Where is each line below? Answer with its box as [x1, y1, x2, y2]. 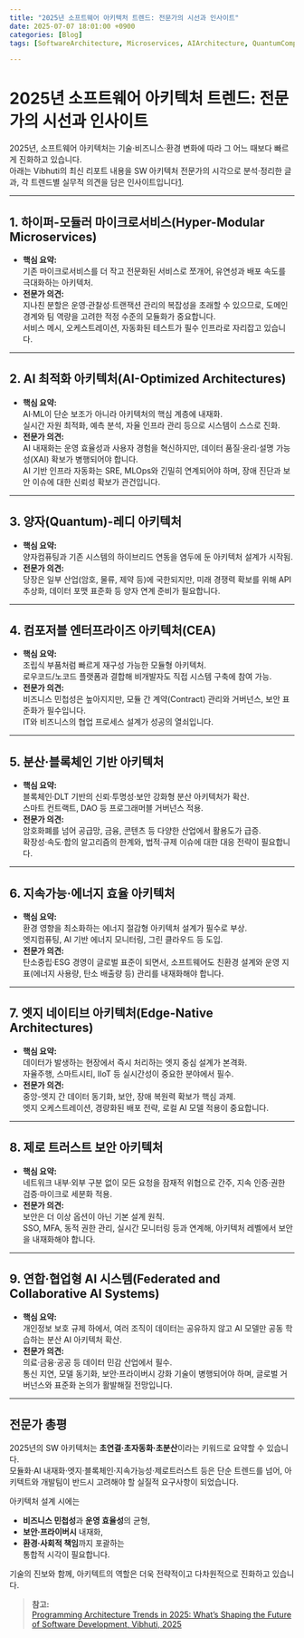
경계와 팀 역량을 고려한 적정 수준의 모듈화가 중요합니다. [22, 311, 216, 322]
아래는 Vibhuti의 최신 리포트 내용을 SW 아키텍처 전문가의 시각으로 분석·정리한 [9, 165, 282, 177]
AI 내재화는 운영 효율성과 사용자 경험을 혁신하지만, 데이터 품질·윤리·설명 [22, 442, 274, 453]
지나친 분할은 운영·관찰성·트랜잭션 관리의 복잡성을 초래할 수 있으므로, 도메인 [22, 300, 289, 310]
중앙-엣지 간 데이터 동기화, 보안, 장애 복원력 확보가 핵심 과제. [22, 1090, 236, 1102]
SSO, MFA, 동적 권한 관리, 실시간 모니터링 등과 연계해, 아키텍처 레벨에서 [22, 1222, 277, 1233]
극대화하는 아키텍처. [22, 278, 93, 288]
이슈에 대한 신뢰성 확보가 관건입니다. [32, 476, 161, 487]
